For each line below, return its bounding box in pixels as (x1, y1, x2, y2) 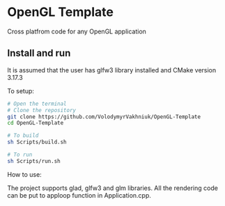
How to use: (7, 170, 42, 178)
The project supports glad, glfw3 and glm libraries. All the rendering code (7, 184, 218, 192)
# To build (7, 132, 39, 139)
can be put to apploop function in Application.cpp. (7, 191, 152, 199)
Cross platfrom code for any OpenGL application (7, 27, 146, 35)
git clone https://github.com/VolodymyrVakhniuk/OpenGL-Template (7, 113, 201, 120)
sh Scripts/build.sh (7, 138, 68, 146)
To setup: (7, 86, 35, 95)
